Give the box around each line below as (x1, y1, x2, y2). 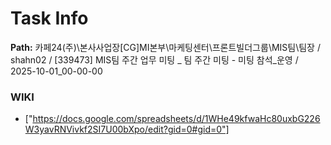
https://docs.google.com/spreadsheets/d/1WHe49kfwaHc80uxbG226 (32, 113, 321, 125)
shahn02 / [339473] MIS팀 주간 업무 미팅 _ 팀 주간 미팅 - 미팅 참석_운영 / (10, 53, 299, 66)
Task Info (10, 7, 89, 30)
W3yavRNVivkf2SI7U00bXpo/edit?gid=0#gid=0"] (24, 123, 230, 136)
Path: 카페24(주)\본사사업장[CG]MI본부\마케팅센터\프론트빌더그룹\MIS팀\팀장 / (10, 41, 321, 53)
